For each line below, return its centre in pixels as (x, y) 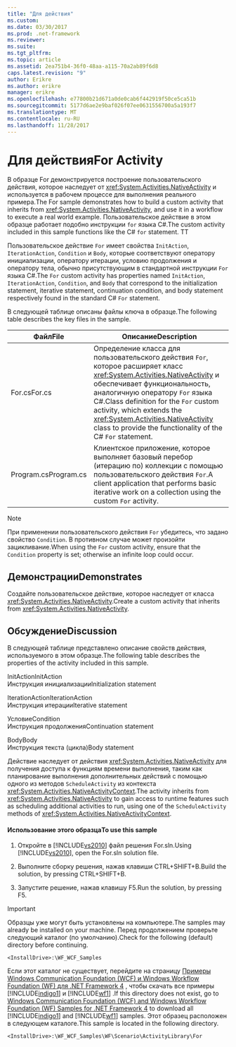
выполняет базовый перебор (143, 457)
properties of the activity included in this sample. (78, 663)
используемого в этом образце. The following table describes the (104, 656)
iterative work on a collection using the (157, 492)
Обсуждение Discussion (62, 631)
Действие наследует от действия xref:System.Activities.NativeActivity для (117, 761)
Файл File (49, 337)
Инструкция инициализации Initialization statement (82, 684)
